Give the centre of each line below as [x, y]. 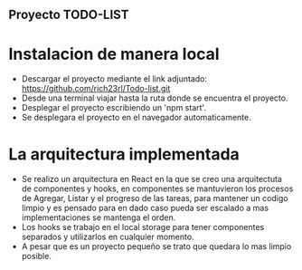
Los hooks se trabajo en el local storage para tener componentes [143, 227]
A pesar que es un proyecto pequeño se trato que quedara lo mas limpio [156, 246]
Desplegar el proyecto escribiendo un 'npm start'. [114, 108]
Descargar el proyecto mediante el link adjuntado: [114, 79]
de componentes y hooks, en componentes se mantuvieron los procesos [157, 188]
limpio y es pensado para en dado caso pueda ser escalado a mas [145, 208]
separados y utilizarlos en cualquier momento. [108, 237]
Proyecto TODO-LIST [69, 15]
